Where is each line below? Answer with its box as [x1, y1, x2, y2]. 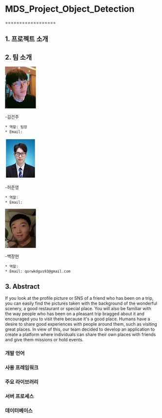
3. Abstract [5, 282, 40, 291]
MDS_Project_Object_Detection [5, 3, 135, 15]
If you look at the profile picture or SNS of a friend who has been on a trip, [5, 295, 154, 301]
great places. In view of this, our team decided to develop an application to [5, 326, 155, 333]
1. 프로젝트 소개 [5, 35, 49, 43]
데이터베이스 [5, 407, 33, 414]
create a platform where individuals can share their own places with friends [5, 332, 156, 337]
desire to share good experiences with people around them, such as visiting [5, 321, 157, 327]
